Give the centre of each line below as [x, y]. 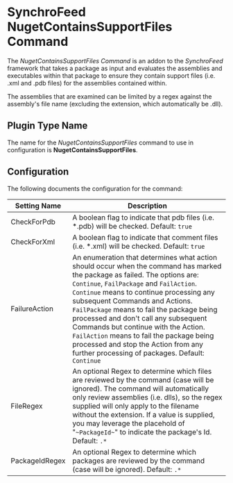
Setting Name [38, 206]
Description [147, 206]
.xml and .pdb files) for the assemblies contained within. [87, 83]
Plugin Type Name [48, 126]
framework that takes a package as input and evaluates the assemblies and [115, 68]
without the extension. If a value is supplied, [144, 414]
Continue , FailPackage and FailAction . [135, 284]
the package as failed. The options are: [136, 275]
